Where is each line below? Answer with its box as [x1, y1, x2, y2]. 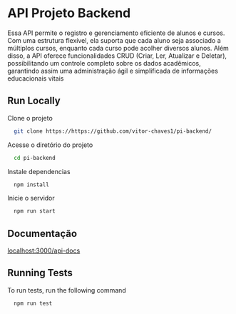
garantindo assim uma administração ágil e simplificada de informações [7, 66, 219, 75]
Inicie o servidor [7, 194, 55, 203]
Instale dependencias [7, 167, 71, 176]
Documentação [7, 227, 77, 240]
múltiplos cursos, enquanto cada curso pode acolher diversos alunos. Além [7, 44, 230, 52]
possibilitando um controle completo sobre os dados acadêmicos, [7, 59, 201, 67]
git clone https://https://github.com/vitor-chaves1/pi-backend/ [14, 127, 212, 135]
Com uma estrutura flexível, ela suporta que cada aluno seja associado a [7, 36, 221, 44]
